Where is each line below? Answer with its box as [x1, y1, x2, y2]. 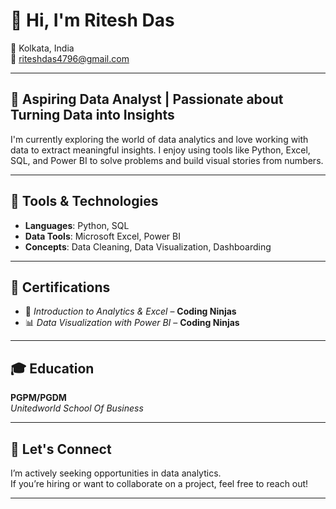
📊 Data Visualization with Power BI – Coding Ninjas [24, 317, 240, 329]
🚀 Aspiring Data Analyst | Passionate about [10, 91, 284, 108]
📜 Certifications [10, 279, 111, 296]
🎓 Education [10, 360, 95, 377]
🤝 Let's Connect [10, 440, 112, 458]
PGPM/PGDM [10, 392, 67, 404]
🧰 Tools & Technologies [10, 193, 159, 210]
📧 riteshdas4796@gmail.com [10, 52, 130, 64]
